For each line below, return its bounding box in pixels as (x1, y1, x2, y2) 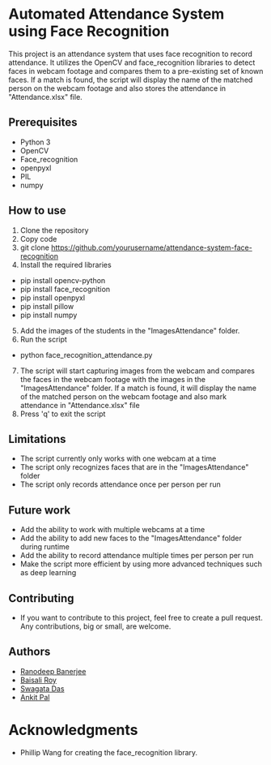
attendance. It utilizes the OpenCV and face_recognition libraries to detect (8, 58, 256, 67)
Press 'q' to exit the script (19, 409, 106, 419)
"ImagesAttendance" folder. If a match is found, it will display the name (19, 383, 257, 393)
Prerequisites (8, 115, 78, 130)
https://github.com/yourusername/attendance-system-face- (51, 243, 252, 252)
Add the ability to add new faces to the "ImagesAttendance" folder (19, 533, 243, 544)
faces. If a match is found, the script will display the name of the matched (8, 75, 253, 84)
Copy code (19, 234, 57, 243)
